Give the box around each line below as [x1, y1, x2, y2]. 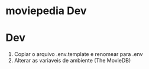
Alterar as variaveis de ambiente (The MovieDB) [14, 57, 131, 64]
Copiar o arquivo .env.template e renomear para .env [14, 51, 143, 58]
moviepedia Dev [5, 4, 87, 18]
